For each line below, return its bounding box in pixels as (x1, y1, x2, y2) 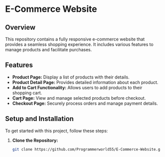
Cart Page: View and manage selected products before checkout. (12, 95, 146, 101)
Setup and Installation (5, 115, 74, 123)
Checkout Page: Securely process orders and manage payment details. (12, 100, 158, 106)
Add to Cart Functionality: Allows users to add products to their (12, 84, 143, 90)
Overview (5, 23, 36, 32)
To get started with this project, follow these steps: (5, 127, 108, 134)
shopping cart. (12, 90, 42, 96)
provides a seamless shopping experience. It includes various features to (5, 41, 154, 47)
